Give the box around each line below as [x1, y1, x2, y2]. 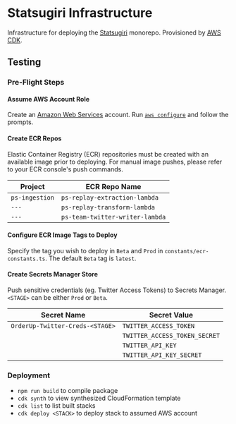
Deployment [7, 370, 51, 380]
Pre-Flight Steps [7, 78, 65, 87]
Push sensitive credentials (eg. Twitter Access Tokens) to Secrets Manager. [7, 286, 227, 294]
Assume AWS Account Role [7, 95, 90, 103]
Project [20, 181, 45, 191]
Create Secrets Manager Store [7, 270, 99, 279]
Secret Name [41, 310, 86, 320]
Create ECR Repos [7, 134, 62, 143]
